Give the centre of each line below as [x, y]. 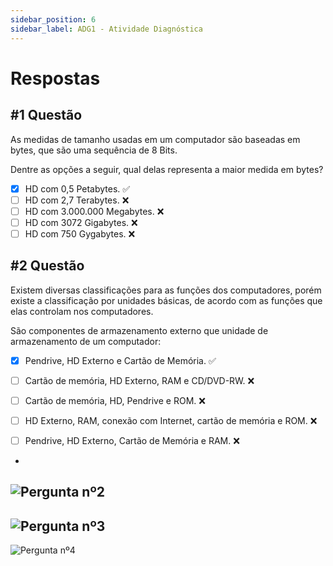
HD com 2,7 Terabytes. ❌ [77, 200]
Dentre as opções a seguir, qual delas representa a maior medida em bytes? [167, 169]
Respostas [55, 78]
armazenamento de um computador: [86, 341]
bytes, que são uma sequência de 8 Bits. [94, 150]
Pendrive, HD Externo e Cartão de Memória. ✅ [120, 360]
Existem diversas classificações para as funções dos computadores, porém [166, 290]
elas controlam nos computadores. [82, 311]
